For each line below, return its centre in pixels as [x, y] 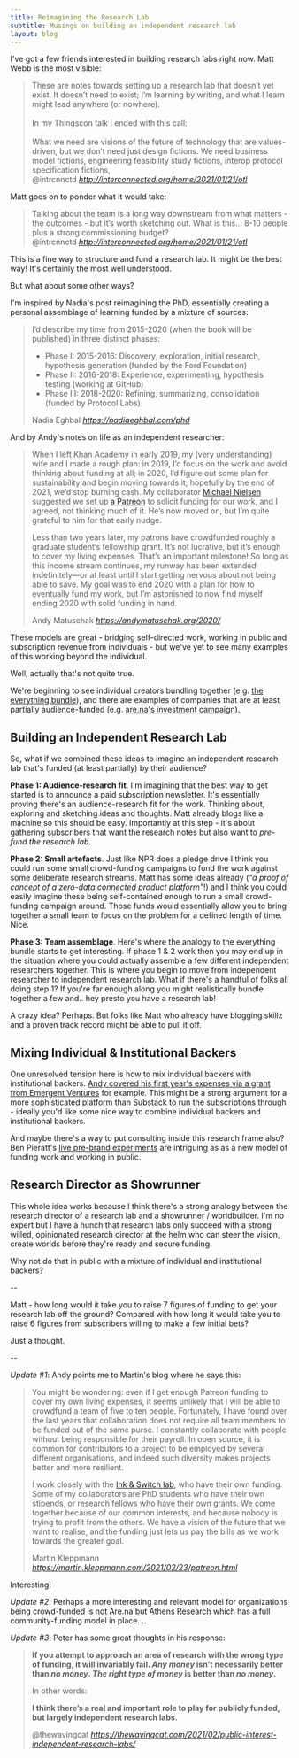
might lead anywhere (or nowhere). [96, 104]
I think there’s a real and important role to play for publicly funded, [156, 1708]
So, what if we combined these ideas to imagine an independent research [144, 759]
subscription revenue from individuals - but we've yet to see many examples [149, 647]
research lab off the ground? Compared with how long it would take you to [146, 1314]
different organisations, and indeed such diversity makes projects [151, 1458]
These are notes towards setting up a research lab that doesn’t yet [153, 86]
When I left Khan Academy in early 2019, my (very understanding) [152, 455]
